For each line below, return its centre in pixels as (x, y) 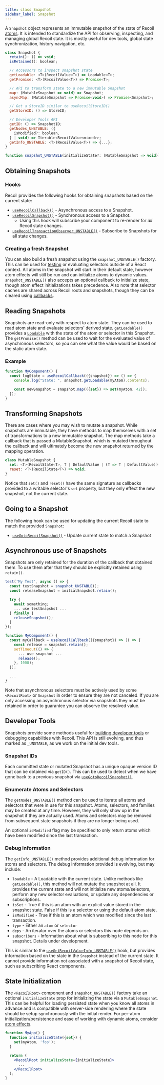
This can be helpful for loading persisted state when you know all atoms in (80, 1003)
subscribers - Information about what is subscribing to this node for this (84, 936)
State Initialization (33, 981)
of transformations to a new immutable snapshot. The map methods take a (80, 436)
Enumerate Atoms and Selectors (44, 789)
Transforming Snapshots (44, 413)
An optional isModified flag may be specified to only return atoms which (78, 830)
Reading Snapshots (35, 311)
